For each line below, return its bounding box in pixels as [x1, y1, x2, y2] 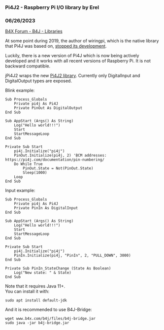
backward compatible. [5, 63, 51, 69]
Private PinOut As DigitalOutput [14, 105, 83, 111]
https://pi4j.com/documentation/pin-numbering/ [5, 157, 105, 163]
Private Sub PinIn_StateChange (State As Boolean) [5, 266, 111, 271]
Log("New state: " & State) [14, 270, 71, 275]
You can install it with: [5, 289, 50, 295]
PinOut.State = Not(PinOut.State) [23, 166, 94, 171]
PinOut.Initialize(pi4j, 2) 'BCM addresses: [14, 153, 107, 158]
